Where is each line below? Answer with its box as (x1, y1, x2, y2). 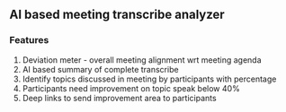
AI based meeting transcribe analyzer (9, 7, 225, 22)
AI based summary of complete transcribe (22, 64, 179, 74)
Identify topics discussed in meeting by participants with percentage (22, 73, 277, 84)
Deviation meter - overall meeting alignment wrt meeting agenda (22, 54, 263, 65)
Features (9, 34, 49, 47)
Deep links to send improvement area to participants (22, 92, 218, 103)
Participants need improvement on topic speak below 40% (22, 82, 240, 93)
